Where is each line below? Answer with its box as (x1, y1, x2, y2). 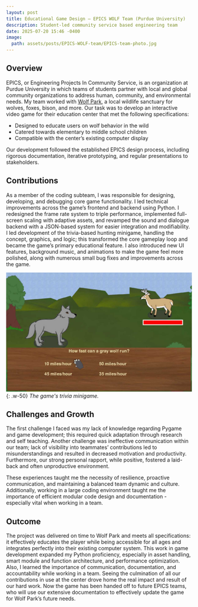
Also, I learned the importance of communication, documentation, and (6, 564, 177, 571)
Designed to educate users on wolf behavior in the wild (14, 122, 149, 129)
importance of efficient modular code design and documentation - (6, 493, 167, 500)
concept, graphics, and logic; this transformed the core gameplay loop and (6, 235, 188, 243)
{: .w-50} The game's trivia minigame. (6, 392, 99, 399)
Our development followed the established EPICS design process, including (6, 146, 190, 153)
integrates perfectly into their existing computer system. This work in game (6, 545, 189, 552)
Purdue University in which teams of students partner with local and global (6, 85, 187, 92)
